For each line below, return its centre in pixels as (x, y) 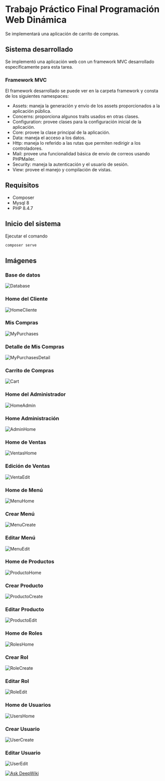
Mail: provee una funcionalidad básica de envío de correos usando (81, 154)
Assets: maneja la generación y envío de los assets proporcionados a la (86, 106)
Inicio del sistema (33, 224)
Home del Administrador (35, 394)
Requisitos (22, 186)
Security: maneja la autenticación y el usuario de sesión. (70, 164)
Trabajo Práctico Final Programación (82, 9)
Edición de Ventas (27, 466)
